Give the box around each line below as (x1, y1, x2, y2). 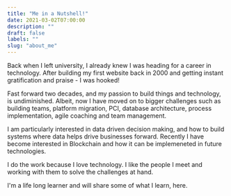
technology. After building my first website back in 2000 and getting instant (7, 69, 224, 77)
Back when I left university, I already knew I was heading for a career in (7, 62, 212, 69)
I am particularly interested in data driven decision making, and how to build (7, 125, 225, 133)
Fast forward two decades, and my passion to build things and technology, (7, 89, 221, 98)
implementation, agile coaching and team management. (7, 112, 167, 120)
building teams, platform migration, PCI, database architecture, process (7, 105, 212, 112)
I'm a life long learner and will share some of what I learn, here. (7, 181, 188, 189)
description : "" (7, 23, 54, 30)
